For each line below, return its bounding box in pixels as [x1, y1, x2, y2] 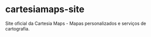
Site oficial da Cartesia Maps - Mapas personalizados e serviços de [5, 20, 146, 26]
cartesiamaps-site [5, 4, 85, 15]
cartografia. [5, 25, 30, 31]
